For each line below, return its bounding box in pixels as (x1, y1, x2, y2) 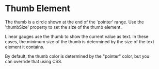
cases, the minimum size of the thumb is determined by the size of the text (5, 38, 154, 44)
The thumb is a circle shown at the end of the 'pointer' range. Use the (5, 19, 144, 25)
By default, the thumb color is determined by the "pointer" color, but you (5, 53, 150, 59)
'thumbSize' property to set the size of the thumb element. (5, 24, 122, 30)
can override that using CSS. (5, 58, 63, 64)
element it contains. (5, 44, 45, 50)
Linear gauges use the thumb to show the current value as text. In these (5, 34, 149, 39)
